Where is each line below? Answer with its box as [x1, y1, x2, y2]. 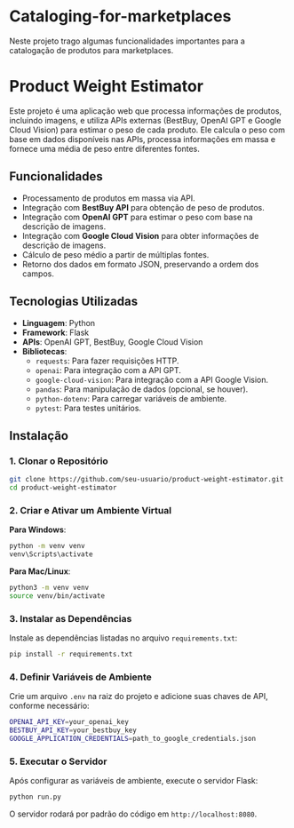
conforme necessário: [9, 700, 91, 712]
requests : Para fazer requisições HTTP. [35, 355, 179, 366]
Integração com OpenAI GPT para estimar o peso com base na [21, 211, 253, 222]
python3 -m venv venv [9, 583, 90, 592]
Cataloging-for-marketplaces [9, 6, 232, 27]
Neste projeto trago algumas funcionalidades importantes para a [9, 36, 246, 46]
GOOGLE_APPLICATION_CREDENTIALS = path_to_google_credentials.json [9, 734, 256, 743]
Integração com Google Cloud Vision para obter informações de [21, 230, 259, 241]
